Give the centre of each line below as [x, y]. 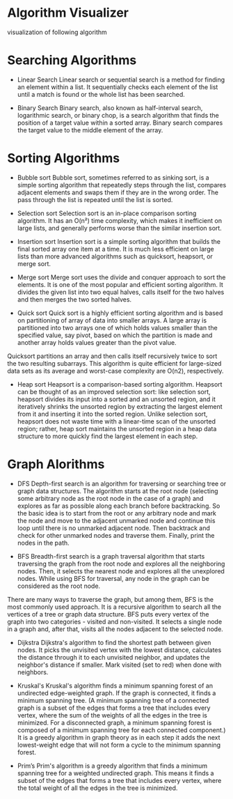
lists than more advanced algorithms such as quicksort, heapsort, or [115, 256]
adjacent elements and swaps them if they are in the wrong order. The [118, 192]
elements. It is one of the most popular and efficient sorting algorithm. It [120, 284]
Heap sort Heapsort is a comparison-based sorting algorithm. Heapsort [120, 384]
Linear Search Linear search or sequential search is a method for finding [121, 79]
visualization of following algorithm [57, 32]
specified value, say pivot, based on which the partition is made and [115, 335]
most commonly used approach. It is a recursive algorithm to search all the [114, 607]
